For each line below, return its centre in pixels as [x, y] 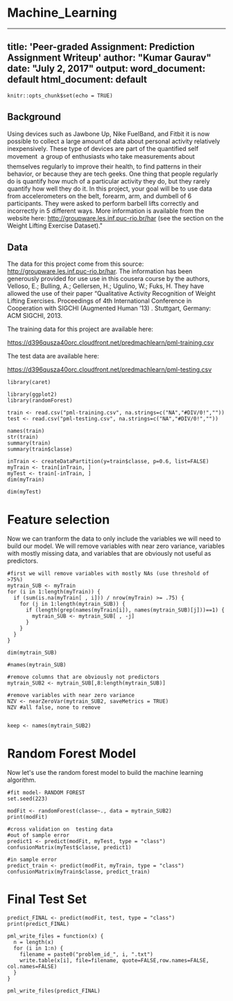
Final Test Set [47, 899]
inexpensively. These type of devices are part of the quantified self [103, 148]
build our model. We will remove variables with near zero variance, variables [116, 546]
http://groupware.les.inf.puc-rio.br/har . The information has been [100, 271]
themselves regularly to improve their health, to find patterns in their [105, 166]
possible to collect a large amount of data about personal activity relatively [114, 141]
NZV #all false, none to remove [54, 707]
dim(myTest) [24, 492]
